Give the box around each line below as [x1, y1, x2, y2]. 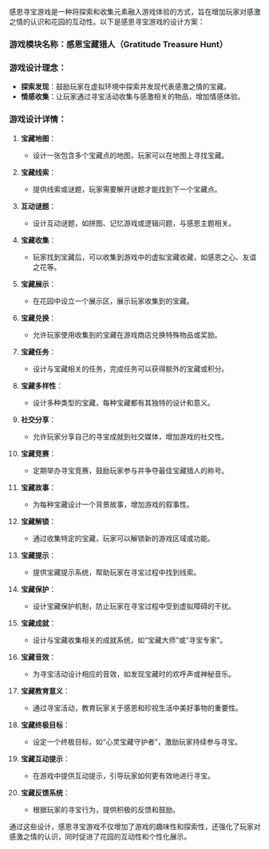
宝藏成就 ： [20, 618, 57, 628]
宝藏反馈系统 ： [20, 788, 70, 797]
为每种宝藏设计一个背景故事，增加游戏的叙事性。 [32, 500, 194, 509]
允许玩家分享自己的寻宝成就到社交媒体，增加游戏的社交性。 [32, 432, 229, 441]
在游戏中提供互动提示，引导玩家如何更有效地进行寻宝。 [32, 771, 215, 780]
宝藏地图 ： [20, 133, 57, 143]
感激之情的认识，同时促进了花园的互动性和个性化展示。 [9, 831, 191, 841]
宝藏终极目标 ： [20, 720, 70, 729]
